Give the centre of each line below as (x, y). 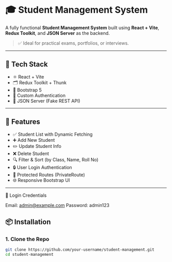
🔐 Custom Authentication (39, 95)
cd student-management (29, 255)
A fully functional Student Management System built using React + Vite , (82, 27)
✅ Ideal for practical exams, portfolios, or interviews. (73, 43)
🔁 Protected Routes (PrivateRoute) (49, 175)
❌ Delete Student (31, 153)
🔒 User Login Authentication (42, 167)
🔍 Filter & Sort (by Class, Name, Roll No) (56, 159)
